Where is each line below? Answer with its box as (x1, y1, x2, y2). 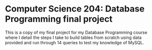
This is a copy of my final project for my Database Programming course (5, 29, 148, 35)
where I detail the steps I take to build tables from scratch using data (5, 35, 142, 40)
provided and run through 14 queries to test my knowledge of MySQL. (5, 39, 144, 45)
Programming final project (5, 13, 113, 25)
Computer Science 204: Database (5, 3, 145, 14)
